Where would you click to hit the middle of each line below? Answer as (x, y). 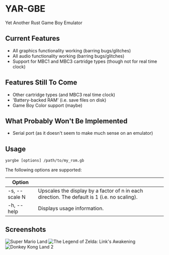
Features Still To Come (41, 83)
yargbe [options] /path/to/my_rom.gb (45, 161)
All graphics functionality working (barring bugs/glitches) (72, 50)
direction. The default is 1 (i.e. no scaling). (88, 197)
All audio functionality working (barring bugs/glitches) (68, 56)
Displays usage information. (71, 208)
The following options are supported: (44, 170)
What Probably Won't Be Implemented (66, 121)
